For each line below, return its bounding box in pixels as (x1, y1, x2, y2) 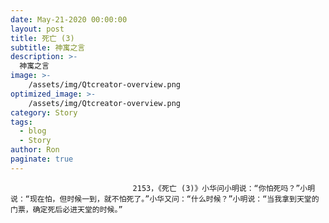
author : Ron (10, 145, 60, 155)
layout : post (10, 24, 65, 34)
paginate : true (10, 154, 74, 164)
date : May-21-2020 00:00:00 (10, 14, 128, 25)
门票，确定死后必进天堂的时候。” (10, 204, 123, 215)
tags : (10, 117, 33, 127)
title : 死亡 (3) (10, 33, 75, 43)
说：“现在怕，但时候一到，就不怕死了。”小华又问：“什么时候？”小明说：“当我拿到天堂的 (10, 194, 320, 204)
